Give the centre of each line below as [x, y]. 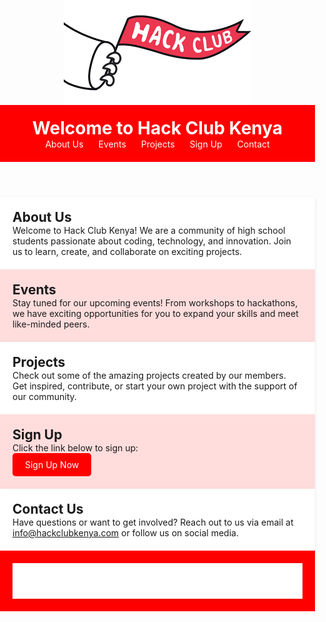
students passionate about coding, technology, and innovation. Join [152, 241]
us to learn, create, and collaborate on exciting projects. [127, 251]
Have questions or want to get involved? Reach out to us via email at [153, 522]
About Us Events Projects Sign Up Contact [157, 144]
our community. [44, 396]
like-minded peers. [51, 324]
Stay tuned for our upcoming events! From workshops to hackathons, [155, 303]
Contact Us [48, 509]
